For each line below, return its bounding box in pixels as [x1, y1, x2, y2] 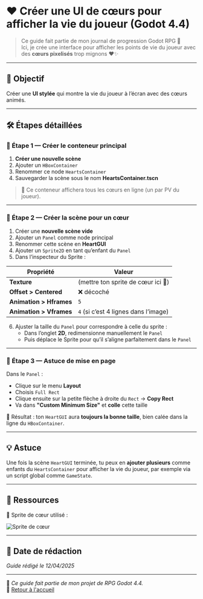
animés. [6, 96, 26, 104]
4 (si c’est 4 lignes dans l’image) [78, 307, 169, 316]
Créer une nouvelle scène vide [14, 227, 94, 235]
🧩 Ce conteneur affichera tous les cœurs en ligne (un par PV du [21, 186, 180, 193]
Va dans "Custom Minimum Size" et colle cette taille [14, 401, 148, 409]
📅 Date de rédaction [6, 546, 82, 557]
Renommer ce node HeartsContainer [14, 168, 107, 175]
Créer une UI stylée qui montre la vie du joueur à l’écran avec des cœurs [6, 90, 187, 97]
